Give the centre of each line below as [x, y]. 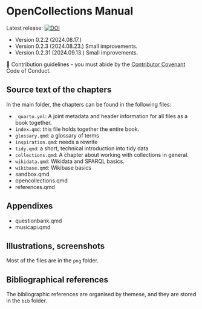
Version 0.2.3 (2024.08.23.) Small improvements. [76, 46]
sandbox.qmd [32, 174]
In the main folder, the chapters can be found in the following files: [89, 104]
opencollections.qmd [41, 181]
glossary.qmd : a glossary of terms [57, 135]
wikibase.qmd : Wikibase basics [53, 167]
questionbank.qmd [38, 221]
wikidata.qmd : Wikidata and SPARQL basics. [70, 161]
